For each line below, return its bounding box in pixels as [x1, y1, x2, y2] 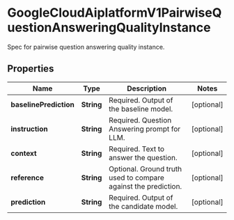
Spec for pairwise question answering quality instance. [7, 42, 165, 51]
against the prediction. [109, 181, 182, 191]
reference [10, 173, 44, 182]
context [10, 148, 37, 158]
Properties [7, 63, 54, 74]
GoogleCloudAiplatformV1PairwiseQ [7, 5, 222, 21]
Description [127, 84, 167, 93]
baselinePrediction [10, 100, 75, 109]
